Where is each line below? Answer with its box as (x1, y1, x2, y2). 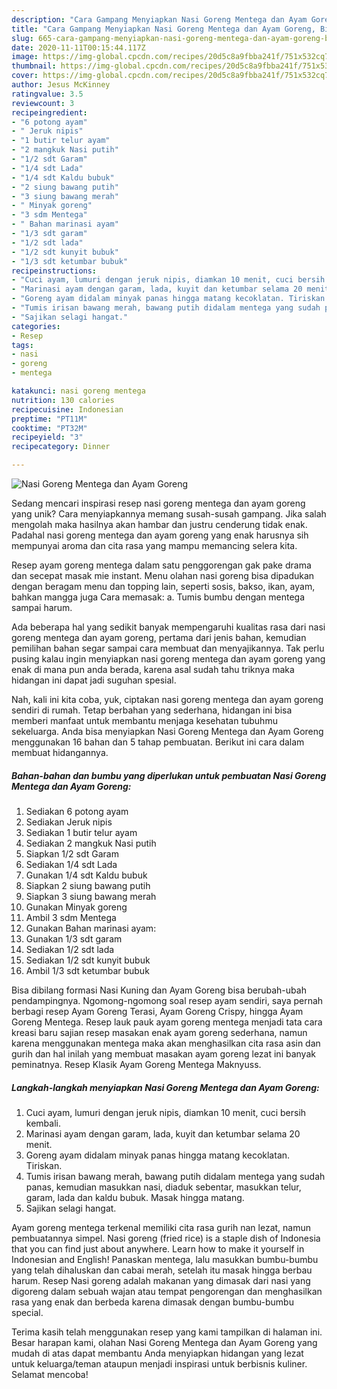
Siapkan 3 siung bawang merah (25, 890, 157, 902)
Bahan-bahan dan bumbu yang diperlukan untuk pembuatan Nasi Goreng (11, 769, 327, 781)
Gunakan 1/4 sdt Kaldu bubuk (25, 869, 148, 881)
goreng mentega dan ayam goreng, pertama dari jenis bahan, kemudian (11, 632, 307, 643)
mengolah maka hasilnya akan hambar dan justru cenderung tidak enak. (11, 519, 308, 530)
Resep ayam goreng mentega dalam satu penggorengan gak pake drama (11, 559, 312, 571)
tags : (11, 340, 34, 350)
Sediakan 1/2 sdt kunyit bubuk (25, 954, 151, 966)
